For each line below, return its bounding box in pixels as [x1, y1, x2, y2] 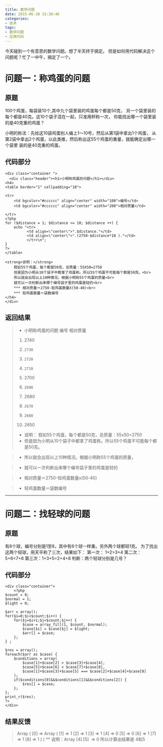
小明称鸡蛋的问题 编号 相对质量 [24, 327, 86, 333]
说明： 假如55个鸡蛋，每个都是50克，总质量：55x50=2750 [24, 432, 142, 438]
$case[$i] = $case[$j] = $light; [22, 627, 90, 631]
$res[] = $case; [22, 682, 55, 687]
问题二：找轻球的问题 [5, 509, 91, 520]
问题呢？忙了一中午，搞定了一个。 [5, 54, 73, 60]
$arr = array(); [5, 610, 38, 614]
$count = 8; [5, 593, 29, 597]
